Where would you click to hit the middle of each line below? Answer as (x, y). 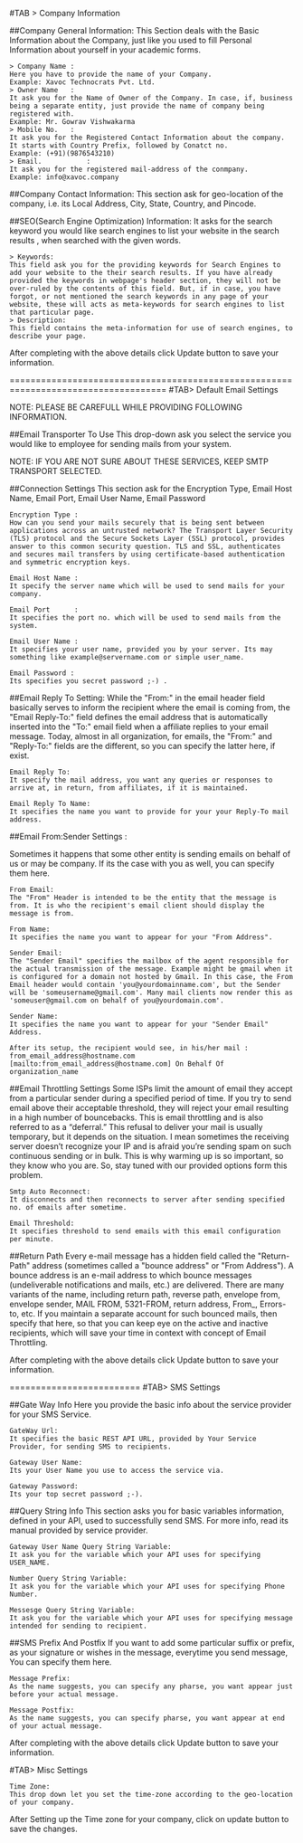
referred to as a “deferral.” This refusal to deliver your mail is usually (136, 1127)
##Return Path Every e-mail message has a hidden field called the (133, 1256)
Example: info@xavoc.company (64, 177)
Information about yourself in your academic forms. (105, 50)
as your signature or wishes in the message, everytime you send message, (149, 1652)
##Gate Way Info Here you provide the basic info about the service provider (151, 1405)
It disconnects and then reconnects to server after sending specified (147, 1200)
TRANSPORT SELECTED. (56, 471)
